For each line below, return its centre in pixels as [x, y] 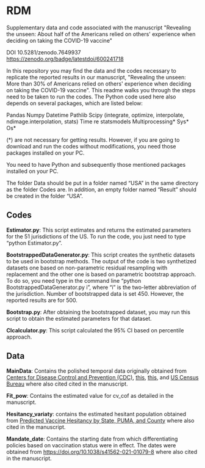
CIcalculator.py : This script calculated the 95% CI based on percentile [95, 330]
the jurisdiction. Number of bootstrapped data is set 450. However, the [95, 293]
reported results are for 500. [42, 300]
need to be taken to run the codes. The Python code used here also [91, 97]
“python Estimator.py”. [34, 243]
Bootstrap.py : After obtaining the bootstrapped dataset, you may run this [99, 312]
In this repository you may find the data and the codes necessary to [92, 70]
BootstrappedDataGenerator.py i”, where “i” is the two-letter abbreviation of [101, 287]
